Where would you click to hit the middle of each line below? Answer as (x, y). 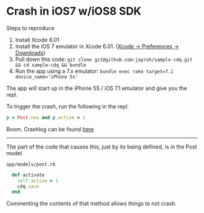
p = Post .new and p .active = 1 (46, 117)
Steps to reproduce (30, 28)
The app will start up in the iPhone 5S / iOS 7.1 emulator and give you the (97, 88)
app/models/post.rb (31, 164)
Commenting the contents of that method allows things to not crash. (92, 204)
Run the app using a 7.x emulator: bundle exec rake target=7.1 (94, 71)
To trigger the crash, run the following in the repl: (68, 106)
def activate (28, 175)
